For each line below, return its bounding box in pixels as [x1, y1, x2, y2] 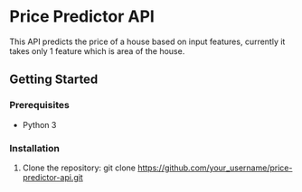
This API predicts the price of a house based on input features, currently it [9, 36, 286, 47]
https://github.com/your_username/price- [137, 162, 293, 173]
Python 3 [22, 119, 57, 130]
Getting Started [9, 72, 99, 87]
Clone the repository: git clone [22, 162, 136, 173]
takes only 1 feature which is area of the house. [9, 45, 185, 56]
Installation [9, 142, 61, 154]
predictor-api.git [22, 171, 83, 182]
